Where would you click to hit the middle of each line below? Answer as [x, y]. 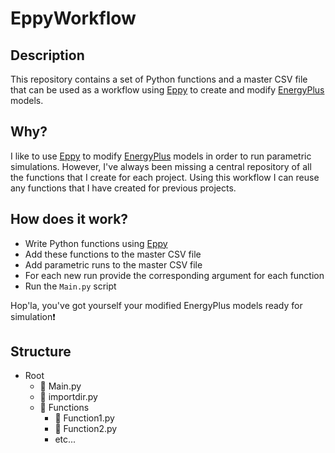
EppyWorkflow [73, 18]
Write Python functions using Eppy [96, 243]
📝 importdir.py [68, 397]
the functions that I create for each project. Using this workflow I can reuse [165, 177]
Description [47, 55]
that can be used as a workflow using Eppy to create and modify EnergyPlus [167, 90]
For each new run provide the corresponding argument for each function [174, 275]
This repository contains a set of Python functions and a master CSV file [159, 79]
